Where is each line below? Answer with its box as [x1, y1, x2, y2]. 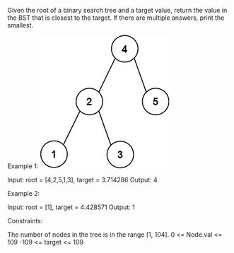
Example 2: [7, 189, 40, 197]
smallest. [7, 21, 34, 29]
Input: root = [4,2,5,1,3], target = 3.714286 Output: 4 [7, 176, 158, 184]
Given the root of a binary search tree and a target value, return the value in [7, 6, 228, 14]
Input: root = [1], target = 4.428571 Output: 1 [7, 203, 136, 211]
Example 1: [7, 162, 39, 170]
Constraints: [7, 217, 43, 225]
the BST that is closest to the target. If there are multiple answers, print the [7, 13, 225, 22]
